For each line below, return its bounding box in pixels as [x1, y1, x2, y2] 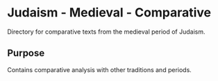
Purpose [7, 47, 45, 59]
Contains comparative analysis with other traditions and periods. [7, 65, 192, 73]
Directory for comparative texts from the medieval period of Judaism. [7, 27, 206, 36]
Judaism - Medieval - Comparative [7, 5, 212, 21]
